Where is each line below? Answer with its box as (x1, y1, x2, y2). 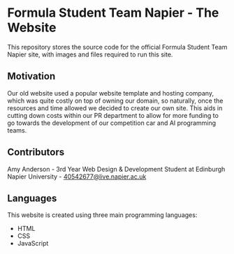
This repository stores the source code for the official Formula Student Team (7, 43, 228, 51)
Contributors (7, 147, 65, 158)
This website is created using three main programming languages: (7, 211, 198, 219)
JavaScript (17, 239, 49, 248)
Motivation (7, 70, 56, 82)
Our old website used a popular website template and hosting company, (7, 89, 214, 97)
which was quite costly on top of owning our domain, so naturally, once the (7, 96, 224, 105)
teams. (7, 126, 27, 134)
